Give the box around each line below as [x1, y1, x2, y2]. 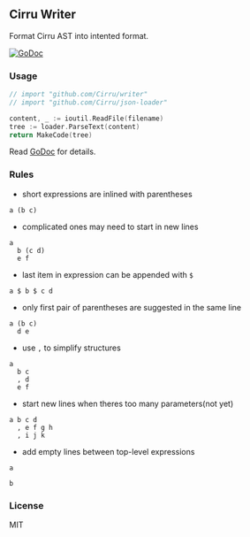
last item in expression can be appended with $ [21, 269, 194, 280]
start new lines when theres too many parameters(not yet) [21, 398, 234, 409]
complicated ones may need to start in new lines [21, 221, 199, 232]
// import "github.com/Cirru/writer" [9, 90, 148, 99]
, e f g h [17, 423, 53, 432]
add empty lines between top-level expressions [21, 446, 195, 456]
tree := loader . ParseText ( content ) [9, 122, 140, 131]
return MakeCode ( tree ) [9, 130, 93, 140]
